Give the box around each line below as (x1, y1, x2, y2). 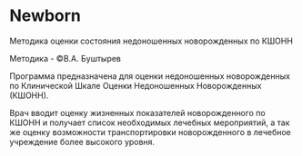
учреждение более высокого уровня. (9, 136, 156, 147)
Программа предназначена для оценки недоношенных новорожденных (9, 70, 291, 82)
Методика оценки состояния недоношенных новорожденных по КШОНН (9, 35, 294, 46)
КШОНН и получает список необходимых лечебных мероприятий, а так (9, 117, 290, 128)
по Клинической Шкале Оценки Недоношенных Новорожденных (9, 80, 262, 91)
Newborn (9, 5, 82, 26)
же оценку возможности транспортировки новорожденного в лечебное (9, 126, 291, 137)
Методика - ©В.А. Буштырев (9, 53, 121, 63)
